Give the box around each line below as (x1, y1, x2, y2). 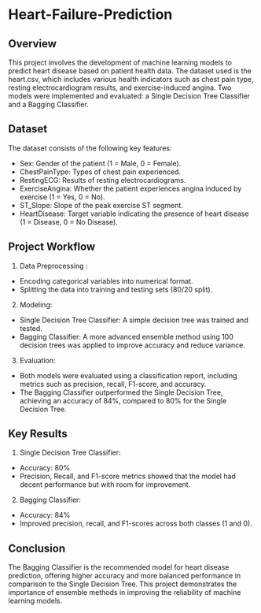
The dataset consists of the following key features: (8, 143, 172, 153)
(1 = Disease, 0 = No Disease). (19, 217, 118, 226)
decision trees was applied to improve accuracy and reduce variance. (19, 340, 245, 350)
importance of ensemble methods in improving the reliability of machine (8, 588, 241, 597)
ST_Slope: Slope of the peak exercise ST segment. (19, 200, 183, 210)
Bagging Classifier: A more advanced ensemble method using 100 (19, 332, 234, 341)
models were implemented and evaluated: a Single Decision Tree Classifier (8, 91, 250, 100)
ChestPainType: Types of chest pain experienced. (19, 167, 182, 176)
